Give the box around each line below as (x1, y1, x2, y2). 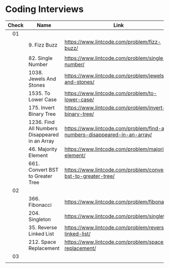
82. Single (28, 54, 53, 61)
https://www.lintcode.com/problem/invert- (64, 104, 166, 111)
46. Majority (28, 146, 57, 153)
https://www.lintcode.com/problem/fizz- (64, 38, 161, 45)
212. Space (28, 238, 56, 245)
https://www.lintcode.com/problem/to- (64, 89, 157, 96)
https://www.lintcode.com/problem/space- (64, 238, 167, 245)
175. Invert (28, 104, 55, 111)
